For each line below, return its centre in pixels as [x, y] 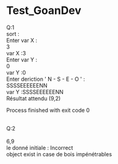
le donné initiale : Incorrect [40, 148]
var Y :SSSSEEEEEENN [35, 92]
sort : [13, 33]
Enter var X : [22, 40]
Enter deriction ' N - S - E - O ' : [46, 79]
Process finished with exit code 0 [48, 110]
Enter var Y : [22, 60]
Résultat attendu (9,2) [33, 98]
